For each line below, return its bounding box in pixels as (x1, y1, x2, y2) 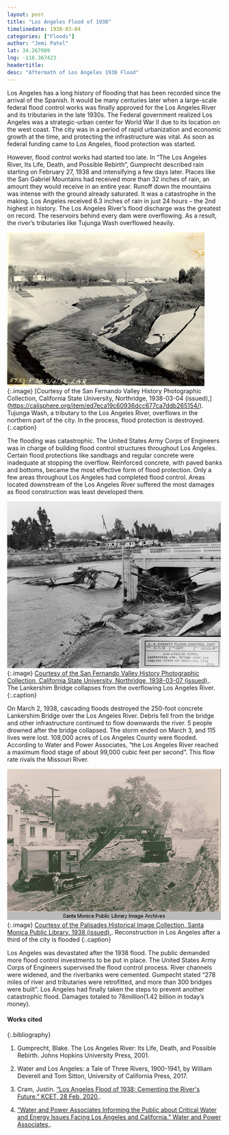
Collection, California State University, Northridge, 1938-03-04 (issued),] (7, 394, 212, 402)
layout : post (7, 11, 44, 18)
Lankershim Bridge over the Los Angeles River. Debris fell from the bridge (7, 711, 215, 720)
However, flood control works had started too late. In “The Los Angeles (7, 153, 207, 161)
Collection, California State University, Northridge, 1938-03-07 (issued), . (7, 676, 211, 684)
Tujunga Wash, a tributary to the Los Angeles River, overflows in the (7, 408, 198, 417)
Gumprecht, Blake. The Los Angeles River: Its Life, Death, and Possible (16, 1044, 217, 1052)
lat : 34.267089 (7, 47, 51, 54)
